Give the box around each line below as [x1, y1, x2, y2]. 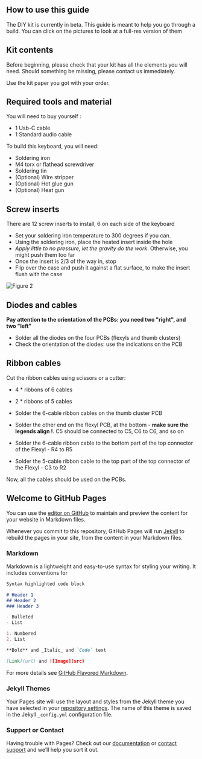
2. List [6, 636, 26, 643]
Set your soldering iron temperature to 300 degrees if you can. [14, 232, 171, 239]
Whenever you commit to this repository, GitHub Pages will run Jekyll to [6, 527, 185, 535]
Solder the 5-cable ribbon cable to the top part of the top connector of [14, 457, 191, 465]
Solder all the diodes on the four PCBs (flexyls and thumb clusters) [14, 334, 181, 342]
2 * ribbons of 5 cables [14, 397, 72, 405]
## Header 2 [6, 597, 36, 603]
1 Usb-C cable [14, 124, 51, 132]
